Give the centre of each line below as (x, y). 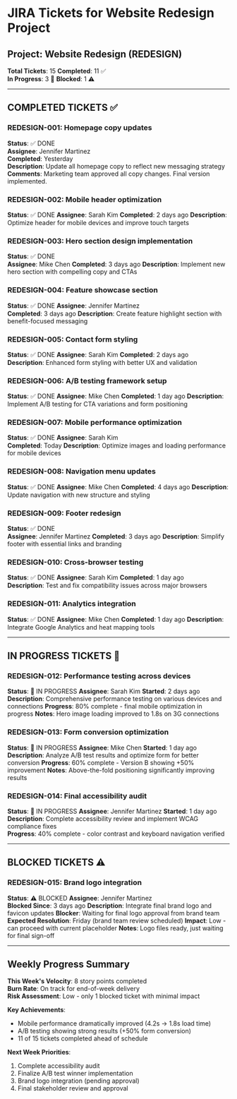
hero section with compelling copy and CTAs (72, 272)
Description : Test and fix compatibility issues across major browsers (108, 585)
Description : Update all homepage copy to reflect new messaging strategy (116, 166)
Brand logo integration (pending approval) (78, 1081)
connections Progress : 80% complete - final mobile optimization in (105, 707)
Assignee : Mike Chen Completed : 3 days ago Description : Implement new (116, 264)
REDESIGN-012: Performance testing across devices (99, 675)
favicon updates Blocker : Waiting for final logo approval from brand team (114, 913)
